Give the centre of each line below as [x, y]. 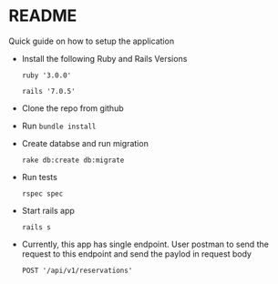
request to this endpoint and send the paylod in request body [137, 254]
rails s [36, 227]
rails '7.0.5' [48, 91]
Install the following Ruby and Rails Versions [104, 58]
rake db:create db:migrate [73, 160]
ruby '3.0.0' [46, 75]
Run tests [40, 177]
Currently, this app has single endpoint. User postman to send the [145, 244]
